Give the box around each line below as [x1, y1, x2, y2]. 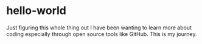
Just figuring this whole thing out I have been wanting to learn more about [6, 24, 192, 31]
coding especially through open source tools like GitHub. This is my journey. [6, 30, 197, 37]
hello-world [6, 4, 67, 18]
